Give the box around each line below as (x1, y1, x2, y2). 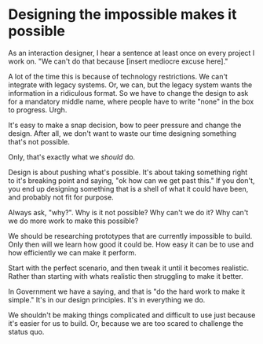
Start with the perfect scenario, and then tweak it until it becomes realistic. (8, 263, 250, 273)
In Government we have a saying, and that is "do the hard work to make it (8, 287, 246, 296)
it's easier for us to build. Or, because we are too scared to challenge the (8, 318, 243, 328)
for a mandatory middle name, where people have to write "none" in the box (8, 97, 254, 106)
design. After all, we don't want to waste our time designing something (8, 128, 237, 138)
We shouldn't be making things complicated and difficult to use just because (8, 310, 256, 320)
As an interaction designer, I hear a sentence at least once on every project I (8, 48, 255, 57)
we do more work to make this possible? (8, 216, 139, 225)
